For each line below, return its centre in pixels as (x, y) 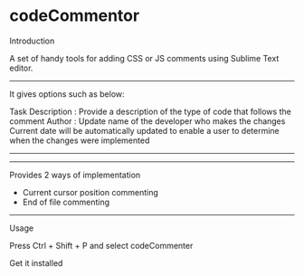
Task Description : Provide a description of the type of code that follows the (150, 111)
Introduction (32, 41)
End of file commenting (66, 202)
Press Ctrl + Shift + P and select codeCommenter (101, 245)
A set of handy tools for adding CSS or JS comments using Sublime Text (144, 58)
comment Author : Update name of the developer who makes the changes (147, 121)
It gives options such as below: (67, 94)
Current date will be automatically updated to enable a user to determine (144, 130)
